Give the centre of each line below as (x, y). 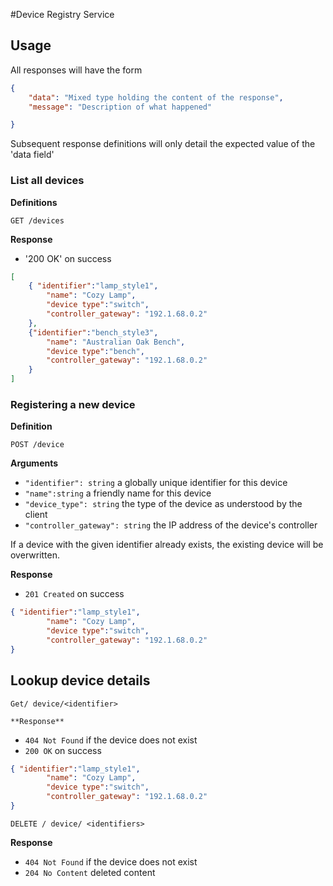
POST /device (37, 445)
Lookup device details (80, 680)
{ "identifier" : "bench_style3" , (93, 332)
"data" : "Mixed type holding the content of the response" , (156, 97)
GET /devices (37, 220)
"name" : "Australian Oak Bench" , (116, 342)
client (36, 515)
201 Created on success (74, 594)
